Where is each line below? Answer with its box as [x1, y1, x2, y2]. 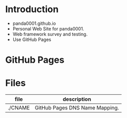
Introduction [5, 4, 59, 15]
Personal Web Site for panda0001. [12, 25, 84, 31]
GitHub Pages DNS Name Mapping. [35, 104, 119, 111]
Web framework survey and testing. [12, 31, 88, 37]
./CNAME [8, 104, 30, 111]
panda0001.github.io [12, 20, 56, 26]
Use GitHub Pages [12, 36, 52, 43]
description [62, 96, 91, 103]
